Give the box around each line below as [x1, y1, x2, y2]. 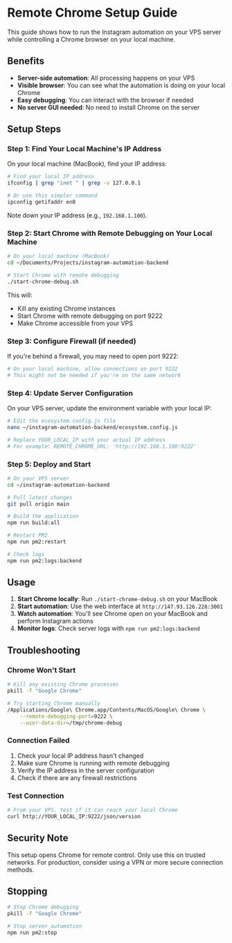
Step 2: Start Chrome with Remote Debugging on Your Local [7, 228, 213, 238]
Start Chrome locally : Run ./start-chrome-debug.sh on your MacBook [17, 595, 218, 603]
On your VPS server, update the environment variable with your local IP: [7, 404, 212, 413]
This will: [7, 291, 33, 299]
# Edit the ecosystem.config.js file [7, 417, 116, 424]
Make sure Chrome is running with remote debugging [17, 759, 170, 767]
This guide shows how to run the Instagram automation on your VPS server [7, 28, 222, 36]
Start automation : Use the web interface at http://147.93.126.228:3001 [17, 602, 224, 611]
